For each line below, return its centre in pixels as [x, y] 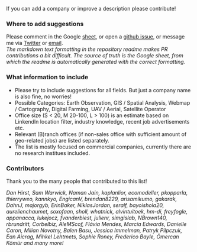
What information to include [47, 77]
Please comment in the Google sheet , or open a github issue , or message [96, 37]
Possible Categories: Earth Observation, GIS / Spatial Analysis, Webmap [102, 102]
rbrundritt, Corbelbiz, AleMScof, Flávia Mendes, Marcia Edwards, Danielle [96, 224]
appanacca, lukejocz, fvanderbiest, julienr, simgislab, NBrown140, [87, 218]
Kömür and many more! [35, 243]
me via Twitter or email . [35, 43]
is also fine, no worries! [43, 96]
